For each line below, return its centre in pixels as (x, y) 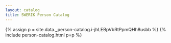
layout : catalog (22, 10)
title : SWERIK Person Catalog (38, 15)
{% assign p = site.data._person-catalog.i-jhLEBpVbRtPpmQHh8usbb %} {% (86, 29)
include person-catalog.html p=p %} (44, 35)
